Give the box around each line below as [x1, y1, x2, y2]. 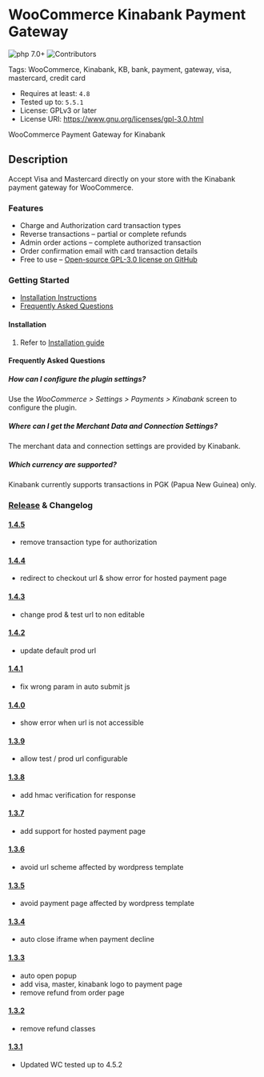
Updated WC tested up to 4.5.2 [19, 1060, 122, 1070]
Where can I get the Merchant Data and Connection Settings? [8, 421, 218, 430]
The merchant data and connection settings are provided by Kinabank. [8, 442, 242, 451]
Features [8, 202, 44, 214]
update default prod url [19, 646, 97, 655]
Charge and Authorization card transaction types [19, 221, 182, 230]
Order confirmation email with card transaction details [19, 246, 198, 256]
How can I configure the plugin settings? [8, 374, 146, 383]
